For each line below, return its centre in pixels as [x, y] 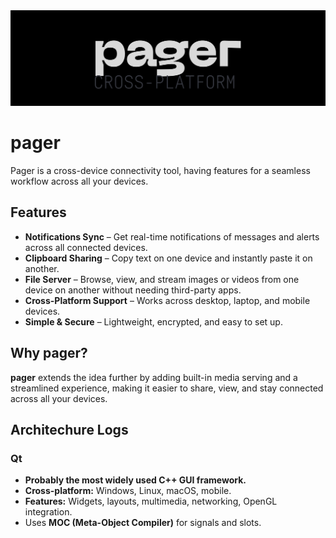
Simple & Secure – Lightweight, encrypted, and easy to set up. [153, 321]
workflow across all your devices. [79, 181]
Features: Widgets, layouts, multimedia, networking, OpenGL [151, 501]
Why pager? [49, 353]
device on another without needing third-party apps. [133, 290]
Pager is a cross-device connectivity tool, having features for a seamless [160, 170]
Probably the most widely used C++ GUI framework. [135, 480]
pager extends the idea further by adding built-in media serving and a [154, 377]
